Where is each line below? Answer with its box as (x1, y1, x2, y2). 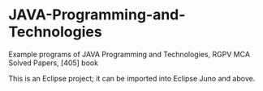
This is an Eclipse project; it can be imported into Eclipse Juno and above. (8, 73, 256, 83)
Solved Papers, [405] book (8, 58, 99, 68)
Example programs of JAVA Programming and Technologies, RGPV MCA (8, 49, 250, 59)
